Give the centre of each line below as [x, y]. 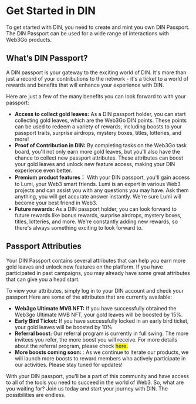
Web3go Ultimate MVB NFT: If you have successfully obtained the [95, 308]
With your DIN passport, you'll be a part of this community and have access [98, 376]
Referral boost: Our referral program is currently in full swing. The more [102, 333]
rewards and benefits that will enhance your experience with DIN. [85, 85]
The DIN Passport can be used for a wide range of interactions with [87, 33]
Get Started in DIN [51, 11]
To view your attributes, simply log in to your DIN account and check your [95, 290]
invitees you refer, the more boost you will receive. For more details [96, 339]
